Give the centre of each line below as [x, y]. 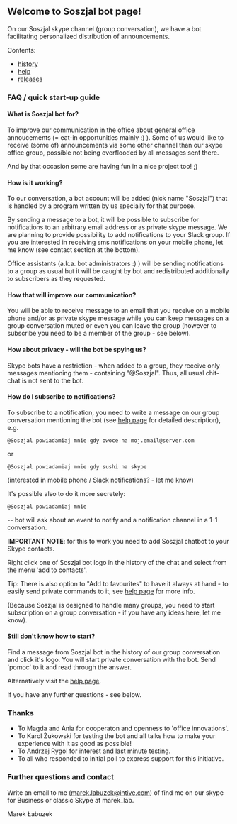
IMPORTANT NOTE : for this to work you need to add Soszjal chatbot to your [118, 541]
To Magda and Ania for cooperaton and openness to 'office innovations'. [123, 729]
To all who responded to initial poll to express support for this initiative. [121, 759]
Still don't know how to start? [51, 636]
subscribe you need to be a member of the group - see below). [99, 334]
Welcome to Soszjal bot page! [74, 12]
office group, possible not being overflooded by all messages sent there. [113, 153]
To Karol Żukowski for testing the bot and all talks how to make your [116, 736]
